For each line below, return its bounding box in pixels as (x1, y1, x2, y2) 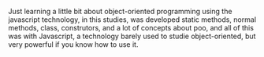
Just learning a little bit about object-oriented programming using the (8, 7, 232, 16)
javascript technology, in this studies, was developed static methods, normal (8, 15, 257, 24)
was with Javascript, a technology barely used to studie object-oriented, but (8, 31, 256, 41)
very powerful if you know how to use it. (8, 40, 139, 49)
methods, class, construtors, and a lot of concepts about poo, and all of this (8, 23, 255, 32)
